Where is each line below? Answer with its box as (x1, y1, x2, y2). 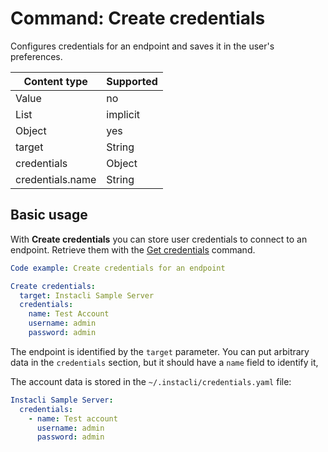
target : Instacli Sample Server (19, 290, 155, 301)
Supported (106, 74, 158, 88)
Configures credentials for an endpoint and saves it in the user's (10, 40, 275, 52)
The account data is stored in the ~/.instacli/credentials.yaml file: (10, 375, 292, 387)
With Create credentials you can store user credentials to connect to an (10, 233, 308, 245)
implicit (106, 107, 140, 121)
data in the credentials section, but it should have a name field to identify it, (10, 356, 319, 368)
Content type (23, 74, 88, 88)
